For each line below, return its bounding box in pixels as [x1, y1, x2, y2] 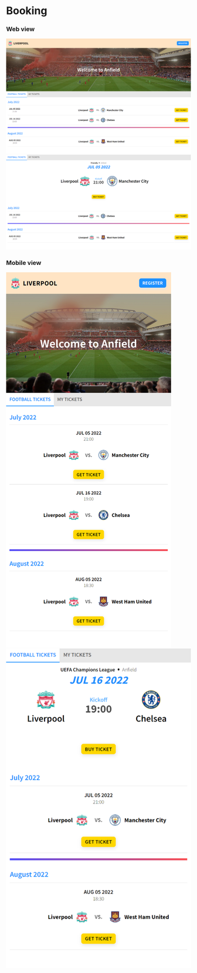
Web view [6, 25, 35, 33]
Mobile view [6, 258, 42, 267]
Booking [6, 4, 47, 18]
